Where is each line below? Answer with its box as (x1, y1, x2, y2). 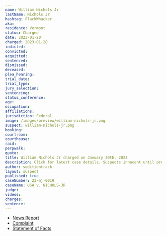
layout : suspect (5, 169, 39, 174)
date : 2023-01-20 (5, 35, 41, 40)
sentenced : (5, 58, 28, 63)
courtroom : (5, 132, 28, 137)
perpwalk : (5, 146, 26, 151)
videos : (5, 192, 21, 197)
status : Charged (5, 30, 39, 35)
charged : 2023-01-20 (5, 40, 48, 45)
